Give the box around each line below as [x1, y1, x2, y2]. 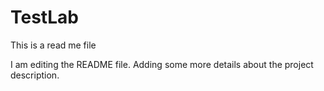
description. [10, 69, 60, 81]
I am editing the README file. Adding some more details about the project [10, 58, 314, 70]
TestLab [10, 6, 79, 29]
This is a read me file [10, 39, 97, 51]
